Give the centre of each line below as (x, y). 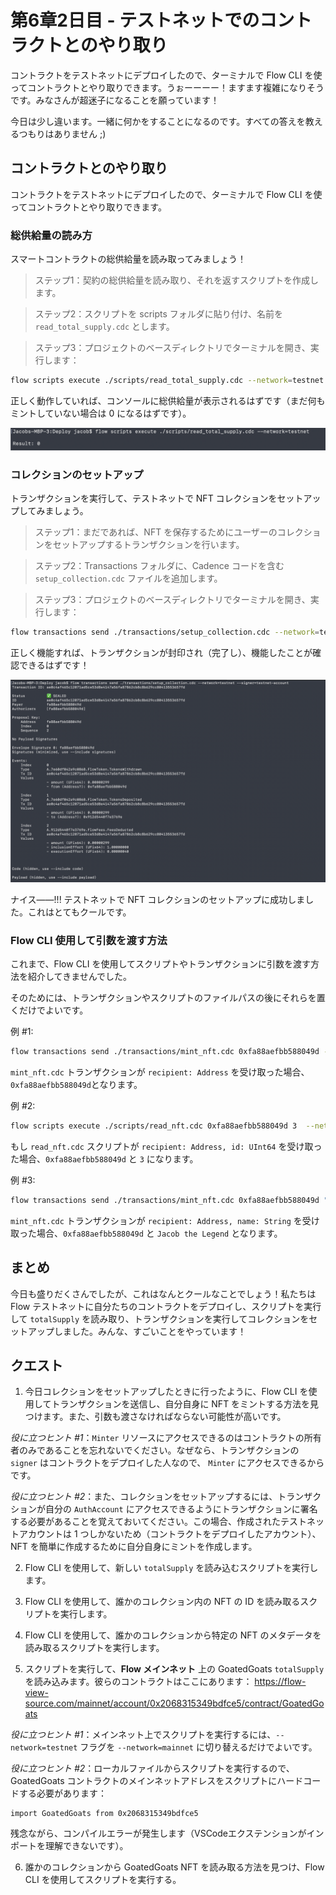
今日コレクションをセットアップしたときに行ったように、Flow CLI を (166, 1392)
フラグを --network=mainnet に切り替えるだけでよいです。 (198, 1747)
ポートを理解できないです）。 (69, 1846)
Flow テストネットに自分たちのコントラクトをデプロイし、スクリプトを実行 (166, 1306)
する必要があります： (62, 1793)
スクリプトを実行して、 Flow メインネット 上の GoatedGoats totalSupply (174, 1669)
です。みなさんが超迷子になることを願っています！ (115, 100)
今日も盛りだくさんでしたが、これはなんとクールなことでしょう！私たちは (163, 1293)
